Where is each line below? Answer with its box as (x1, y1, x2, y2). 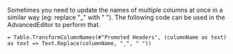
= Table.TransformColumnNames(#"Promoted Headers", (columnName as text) (7, 34, 227, 41)
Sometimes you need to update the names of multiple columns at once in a (7, 6, 223, 14)
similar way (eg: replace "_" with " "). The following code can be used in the (7, 13, 225, 21)
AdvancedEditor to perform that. (7, 21, 101, 28)
